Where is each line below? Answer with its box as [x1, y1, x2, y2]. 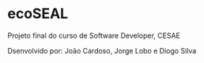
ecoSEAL [7, 5, 69, 23]
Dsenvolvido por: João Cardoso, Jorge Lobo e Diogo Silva [7, 46, 197, 55]
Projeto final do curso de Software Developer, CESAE [7, 31, 181, 40]
